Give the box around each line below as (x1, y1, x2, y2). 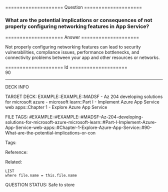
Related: (5, 159, 22, 165)
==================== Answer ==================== (5, 34, 139, 40)
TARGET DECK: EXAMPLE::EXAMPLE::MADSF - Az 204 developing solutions (5, 93, 163, 99)
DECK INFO (5, 84, 29, 90)
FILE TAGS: (5, 114, 28, 120)
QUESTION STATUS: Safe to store (5, 182, 75, 188)
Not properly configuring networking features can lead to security (5, 44, 141, 50)
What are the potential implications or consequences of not (5, 16, 152, 23)
